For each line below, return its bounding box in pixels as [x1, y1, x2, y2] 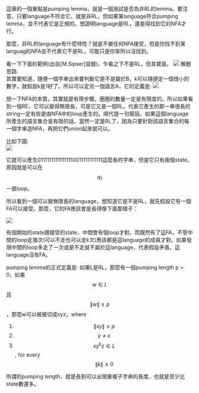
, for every [14, 351, 40, 358]
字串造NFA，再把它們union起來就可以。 [16, 125, 113, 132]
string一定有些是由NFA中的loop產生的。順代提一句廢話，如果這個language [6, 110, 189, 117]
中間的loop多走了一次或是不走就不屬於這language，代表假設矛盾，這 [11, 244, 180, 251]
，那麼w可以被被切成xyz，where [6, 310, 87, 317]
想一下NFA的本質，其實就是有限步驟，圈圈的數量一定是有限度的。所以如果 [6, 95, 188, 102]
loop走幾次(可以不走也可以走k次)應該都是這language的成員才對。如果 [16, 236, 187, 243]
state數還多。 [6, 380, 40, 388]
